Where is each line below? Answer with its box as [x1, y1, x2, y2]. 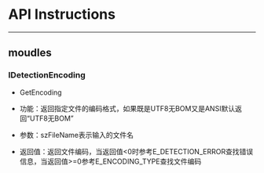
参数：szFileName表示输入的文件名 [19, 130, 134, 139]
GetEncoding [19, 88, 62, 97]
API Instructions [8, 5, 116, 23]
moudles [8, 46, 53, 59]
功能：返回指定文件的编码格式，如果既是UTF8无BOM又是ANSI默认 [19, 103, 236, 113]
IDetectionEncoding [8, 70, 86, 81]
